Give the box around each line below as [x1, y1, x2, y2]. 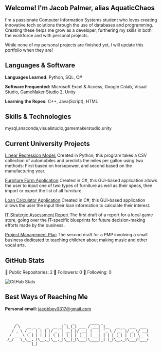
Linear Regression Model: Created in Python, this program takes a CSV [5, 152, 147, 158]
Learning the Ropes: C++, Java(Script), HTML [5, 98, 98, 104]
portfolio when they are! [5, 47, 53, 53]
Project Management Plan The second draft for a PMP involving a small [5, 232, 148, 238]
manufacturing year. [5, 168, 46, 174]
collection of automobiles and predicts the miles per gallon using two [5, 158, 144, 164]
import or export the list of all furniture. [5, 188, 83, 194]
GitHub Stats [5, 256, 45, 265]
